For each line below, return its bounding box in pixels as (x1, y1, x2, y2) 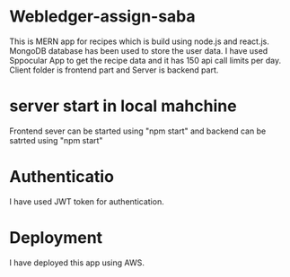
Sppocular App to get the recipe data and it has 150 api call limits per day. (9, 55, 282, 65)
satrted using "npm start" (9, 134, 103, 145)
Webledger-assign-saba (9, 6, 196, 27)
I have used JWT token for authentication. (9, 195, 164, 207)
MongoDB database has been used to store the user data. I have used (9, 45, 268, 56)
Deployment (9, 228, 103, 247)
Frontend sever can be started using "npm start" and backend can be (9, 126, 267, 136)
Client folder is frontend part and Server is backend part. (9, 65, 219, 75)
